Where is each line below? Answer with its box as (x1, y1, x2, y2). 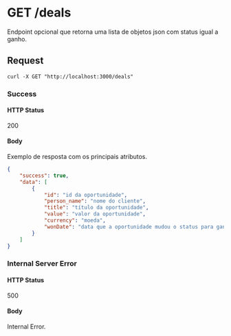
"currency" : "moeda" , (43, 217, 107, 224)
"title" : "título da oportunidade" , (43, 204, 149, 211)
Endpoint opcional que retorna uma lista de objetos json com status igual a (7, 28, 219, 36)
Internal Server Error (7, 259, 77, 269)
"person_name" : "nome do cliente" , (43, 198, 146, 204)
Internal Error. (7, 322, 46, 330)
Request (7, 55, 44, 67)
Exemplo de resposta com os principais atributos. (7, 153, 148, 161)
